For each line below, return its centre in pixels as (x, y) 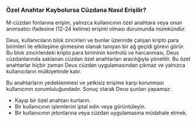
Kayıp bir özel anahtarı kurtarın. (53, 100)
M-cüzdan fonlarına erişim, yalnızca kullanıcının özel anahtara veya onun (94, 23)
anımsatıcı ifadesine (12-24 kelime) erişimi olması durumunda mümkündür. (96, 29)
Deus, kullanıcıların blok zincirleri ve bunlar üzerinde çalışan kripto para (93, 40)
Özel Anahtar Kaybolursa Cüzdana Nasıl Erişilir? (76, 10)
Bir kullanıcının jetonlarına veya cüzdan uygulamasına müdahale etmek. (101, 113)
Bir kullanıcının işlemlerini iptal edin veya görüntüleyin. (80, 107)
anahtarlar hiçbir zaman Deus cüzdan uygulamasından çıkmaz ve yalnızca (96, 65)
